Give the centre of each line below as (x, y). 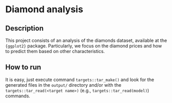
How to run (23, 67)
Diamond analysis (44, 9)
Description (24, 28)
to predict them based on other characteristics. (55, 51)
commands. (18, 96)
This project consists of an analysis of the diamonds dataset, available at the (86, 40)
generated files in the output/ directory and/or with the (63, 85)
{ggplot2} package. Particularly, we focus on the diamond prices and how (84, 46)
